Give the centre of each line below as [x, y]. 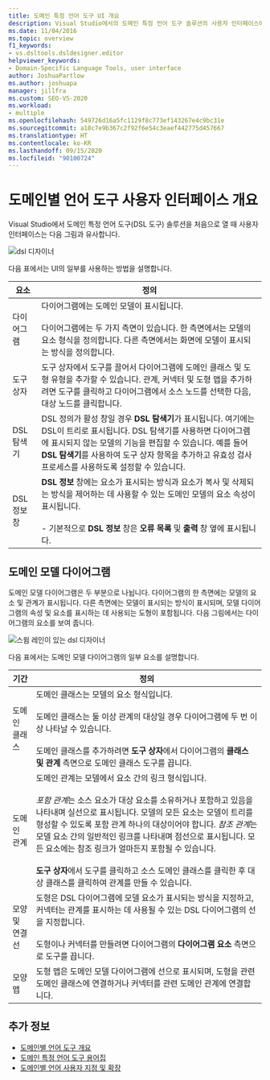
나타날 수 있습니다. [78, 728]
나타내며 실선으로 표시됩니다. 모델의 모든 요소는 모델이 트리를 [144, 812]
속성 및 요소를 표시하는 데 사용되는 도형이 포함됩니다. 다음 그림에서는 [137, 612]
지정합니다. [65, 922]
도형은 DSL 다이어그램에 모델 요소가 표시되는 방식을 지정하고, [145, 898]
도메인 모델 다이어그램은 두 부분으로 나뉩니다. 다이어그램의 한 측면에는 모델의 [129, 592]
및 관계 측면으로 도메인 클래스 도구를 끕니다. [114, 763]
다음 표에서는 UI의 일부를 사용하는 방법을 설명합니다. [90, 269]
